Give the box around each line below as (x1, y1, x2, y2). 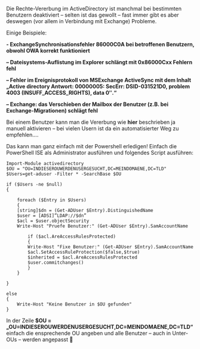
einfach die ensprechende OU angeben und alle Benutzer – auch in (6, 330, 171, 336)
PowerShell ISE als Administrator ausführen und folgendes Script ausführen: (6, 149, 194, 156)
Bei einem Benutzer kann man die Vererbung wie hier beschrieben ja (6, 119, 176, 126)
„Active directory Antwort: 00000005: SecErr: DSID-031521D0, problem (6, 83, 190, 90)
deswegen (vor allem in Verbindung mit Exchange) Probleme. (6, 18, 157, 24)
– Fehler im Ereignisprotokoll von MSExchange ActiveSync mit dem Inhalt (6, 77, 192, 83)
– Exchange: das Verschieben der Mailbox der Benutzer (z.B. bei (6, 101, 169, 108)
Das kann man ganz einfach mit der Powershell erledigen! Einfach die (6, 143, 177, 149)
